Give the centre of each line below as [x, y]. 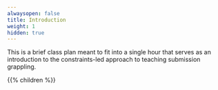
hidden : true [26, 33]
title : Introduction [37, 20]
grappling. [22, 67]
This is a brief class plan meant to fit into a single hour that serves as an [109, 52]
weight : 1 [21, 26]
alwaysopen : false [33, 13]
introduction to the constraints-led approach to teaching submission [104, 60]
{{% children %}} [32, 80]
